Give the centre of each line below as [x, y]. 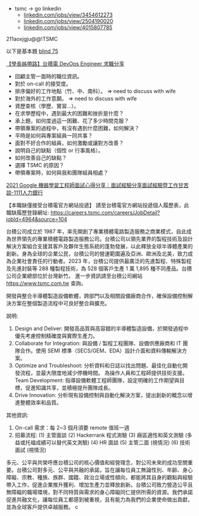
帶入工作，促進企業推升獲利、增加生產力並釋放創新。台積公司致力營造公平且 [99, 485]
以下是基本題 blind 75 [32, 51]
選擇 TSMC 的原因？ [39, 165]
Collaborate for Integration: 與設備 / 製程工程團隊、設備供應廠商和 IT [98, 343]
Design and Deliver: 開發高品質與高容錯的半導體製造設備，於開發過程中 [102, 328]
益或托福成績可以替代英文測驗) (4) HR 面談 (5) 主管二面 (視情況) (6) [97, 443]
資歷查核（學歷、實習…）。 [47, 106]
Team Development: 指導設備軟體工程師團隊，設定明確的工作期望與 [97, 380]
